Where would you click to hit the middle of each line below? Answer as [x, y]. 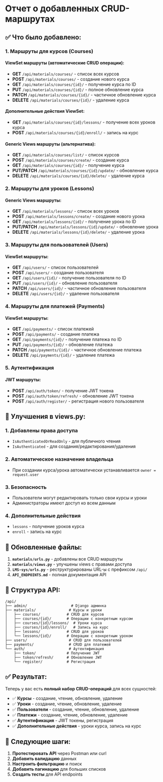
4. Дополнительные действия [43, 516]
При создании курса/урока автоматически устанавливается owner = [84, 470]
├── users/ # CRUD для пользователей [63, 640]
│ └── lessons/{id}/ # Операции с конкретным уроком [69, 636]
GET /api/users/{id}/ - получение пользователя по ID [69, 278]
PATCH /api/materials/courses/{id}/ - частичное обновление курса [84, 94]
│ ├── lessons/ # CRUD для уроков [55, 631]
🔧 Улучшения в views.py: [45, 417]
